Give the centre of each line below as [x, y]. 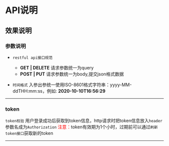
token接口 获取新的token [29, 133]
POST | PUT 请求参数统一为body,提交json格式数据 [72, 74]
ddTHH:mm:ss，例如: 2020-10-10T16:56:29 [59, 91]
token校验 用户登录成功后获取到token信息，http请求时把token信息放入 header [84, 121]
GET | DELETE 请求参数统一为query [57, 67]
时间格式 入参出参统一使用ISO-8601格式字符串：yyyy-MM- [72, 85]
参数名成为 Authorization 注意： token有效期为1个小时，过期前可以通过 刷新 [82, 127]
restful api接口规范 [32, 58]
